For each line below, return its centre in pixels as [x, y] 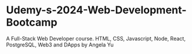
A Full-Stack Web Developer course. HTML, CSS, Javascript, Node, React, [96, 38]
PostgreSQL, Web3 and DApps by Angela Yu [60, 45]
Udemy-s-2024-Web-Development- [96, 10]
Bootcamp [32, 22]
